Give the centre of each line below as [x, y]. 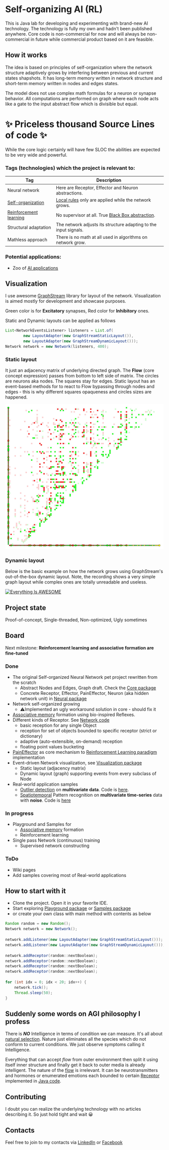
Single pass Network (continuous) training [56, 841]
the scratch [24, 683]
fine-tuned [17, 653]
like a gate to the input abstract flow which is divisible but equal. [72, 104]
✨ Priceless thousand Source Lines [80, 124]
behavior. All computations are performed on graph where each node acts [82, 98]
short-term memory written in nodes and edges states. [62, 83]
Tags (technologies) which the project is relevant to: [70, 168]
